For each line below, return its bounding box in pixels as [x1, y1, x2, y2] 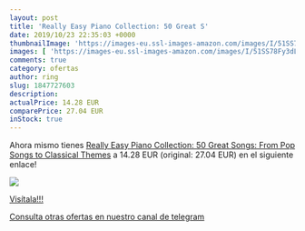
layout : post [9, 13, 59, 23]
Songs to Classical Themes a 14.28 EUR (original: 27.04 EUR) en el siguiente [9, 149, 294, 160]
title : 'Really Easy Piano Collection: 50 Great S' [9, 22, 209, 31]
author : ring [9, 73, 59, 82]
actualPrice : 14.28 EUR [9, 97, 100, 107]
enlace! [9, 159, 37, 170]
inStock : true [9, 115, 64, 124]
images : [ [9, 47, 47, 56]
